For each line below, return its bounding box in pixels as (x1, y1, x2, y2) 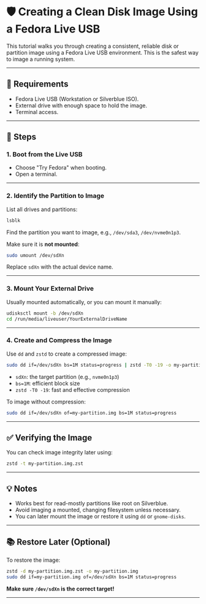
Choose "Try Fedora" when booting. (15, 164, 107, 172)
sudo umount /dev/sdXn (6, 252, 64, 258)
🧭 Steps (6, 132, 37, 142)
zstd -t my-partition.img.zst (6, 461, 84, 467)
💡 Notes (6, 483, 38, 494)
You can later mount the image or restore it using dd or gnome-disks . (15, 513, 186, 520)
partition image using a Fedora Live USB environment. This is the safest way (6, 48, 199, 56)
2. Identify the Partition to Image (6, 191, 105, 200)
